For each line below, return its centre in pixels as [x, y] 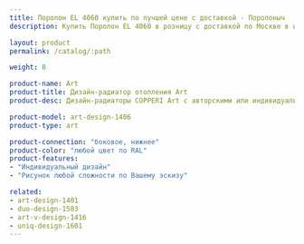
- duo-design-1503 [44, 209]
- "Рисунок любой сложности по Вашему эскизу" [99, 176]
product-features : [44, 159]
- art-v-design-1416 [48, 217]
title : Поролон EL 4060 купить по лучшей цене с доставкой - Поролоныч [147, 18]
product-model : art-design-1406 [70, 117]
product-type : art [44, 125]
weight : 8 [28, 68]
